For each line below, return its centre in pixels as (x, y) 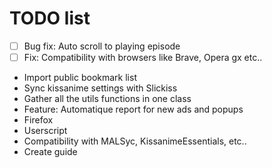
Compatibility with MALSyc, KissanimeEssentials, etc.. (135, 141)
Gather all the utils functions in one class (107, 99)
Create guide (50, 152)
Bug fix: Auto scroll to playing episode (102, 46)
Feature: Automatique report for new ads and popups (133, 109)
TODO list (50, 18)
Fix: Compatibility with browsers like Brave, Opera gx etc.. (143, 57)
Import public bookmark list (80, 78)
